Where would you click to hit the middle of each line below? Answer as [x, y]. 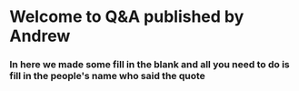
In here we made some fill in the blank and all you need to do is [149, 65]
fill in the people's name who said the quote [108, 76]
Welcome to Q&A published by [127, 17]
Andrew [40, 36]
